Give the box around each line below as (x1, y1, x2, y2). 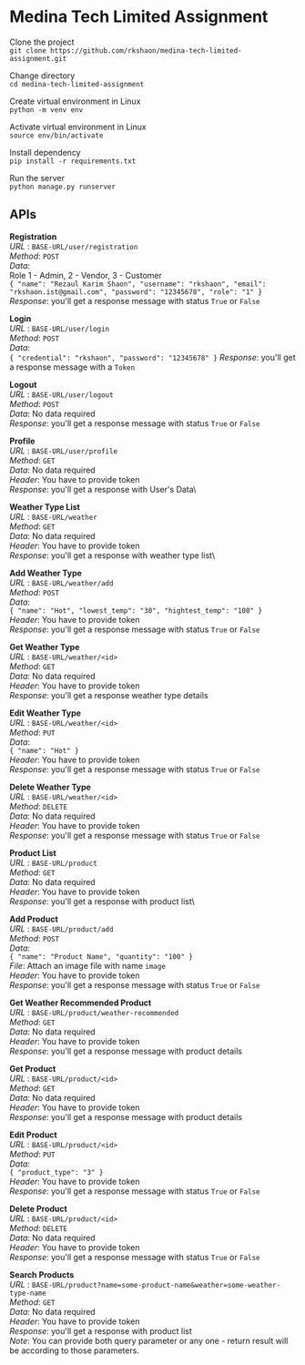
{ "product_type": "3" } (9, 1167, 104, 1177)
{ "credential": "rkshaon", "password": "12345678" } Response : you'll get (9, 351, 296, 362)
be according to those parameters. (9, 1345, 139, 1356)
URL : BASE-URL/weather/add (9, 576, 114, 588)
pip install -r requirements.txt (9, 157, 137, 166)
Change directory (9, 70, 76, 81)
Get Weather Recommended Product (9, 997, 152, 1008)
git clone (9, 46, 47, 56)
